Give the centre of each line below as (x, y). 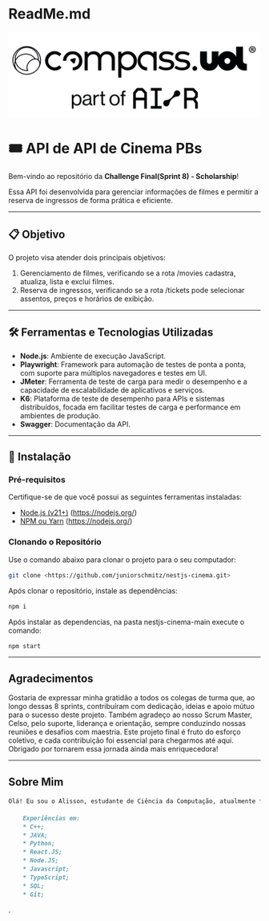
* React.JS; (42, 852)
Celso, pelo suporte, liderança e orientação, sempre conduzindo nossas (127, 723)
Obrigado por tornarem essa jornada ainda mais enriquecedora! (113, 749)
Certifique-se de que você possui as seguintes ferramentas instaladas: (125, 497)
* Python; (39, 844)
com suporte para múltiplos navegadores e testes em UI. (113, 373)
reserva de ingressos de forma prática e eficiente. (91, 201)
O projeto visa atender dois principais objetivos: (87, 257)
